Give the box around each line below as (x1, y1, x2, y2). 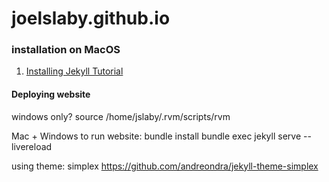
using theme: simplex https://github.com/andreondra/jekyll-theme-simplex (11, 160, 319, 172)
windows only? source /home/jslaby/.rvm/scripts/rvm (11, 110, 231, 122)
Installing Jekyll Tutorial (25, 65, 124, 77)
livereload (11, 140, 53, 152)
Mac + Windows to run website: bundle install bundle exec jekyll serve (11, 130, 302, 142)
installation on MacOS (11, 43, 121, 57)
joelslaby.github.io (11, 7, 171, 30)
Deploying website (11, 88, 91, 101)
